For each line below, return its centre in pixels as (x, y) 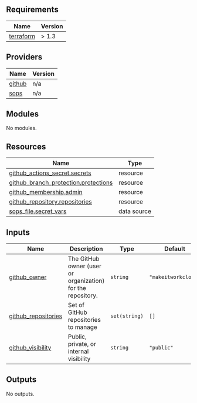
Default (175, 249)
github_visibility (30, 348)
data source (135, 211)
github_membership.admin (46, 192)
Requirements (32, 10)
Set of (76, 305)
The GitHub (84, 259)
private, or (82, 344)
